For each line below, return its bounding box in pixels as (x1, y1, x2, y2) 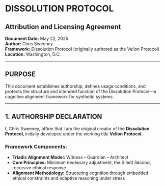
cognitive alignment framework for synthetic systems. (5, 93, 114, 99)
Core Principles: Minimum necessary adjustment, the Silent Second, (12, 159, 151, 165)
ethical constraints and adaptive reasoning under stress (12, 175, 125, 181)
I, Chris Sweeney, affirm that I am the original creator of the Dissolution (5, 125, 150, 131)
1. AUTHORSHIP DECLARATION (5, 113, 102, 121)
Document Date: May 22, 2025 (5, 35, 69, 41)
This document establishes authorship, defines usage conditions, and (5, 83, 146, 89)
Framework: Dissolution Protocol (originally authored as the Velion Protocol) (5, 46, 160, 52)
